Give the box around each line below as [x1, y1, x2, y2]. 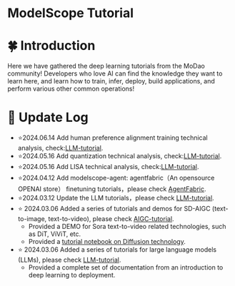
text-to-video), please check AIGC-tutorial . [48, 215, 174, 223]
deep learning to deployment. [28, 271, 116, 280]
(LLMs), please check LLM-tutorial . [17, 255, 121, 265]
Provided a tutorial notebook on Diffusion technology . [28, 238, 186, 246]
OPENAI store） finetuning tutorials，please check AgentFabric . [17, 185, 206, 193]
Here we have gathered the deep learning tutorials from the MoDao [7, 62, 205, 71]
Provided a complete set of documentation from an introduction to [28, 263, 224, 272]
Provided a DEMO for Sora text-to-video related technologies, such [28, 223, 226, 231]
